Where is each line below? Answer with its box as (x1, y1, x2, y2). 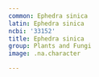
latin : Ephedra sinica (8, 19, 85, 28)
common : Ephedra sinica (8, 11, 89, 20)
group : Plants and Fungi (8, 42, 92, 50)
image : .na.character (8, 49, 81, 58)
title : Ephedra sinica (8, 34, 85, 43)
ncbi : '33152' (8, 27, 56, 35)
